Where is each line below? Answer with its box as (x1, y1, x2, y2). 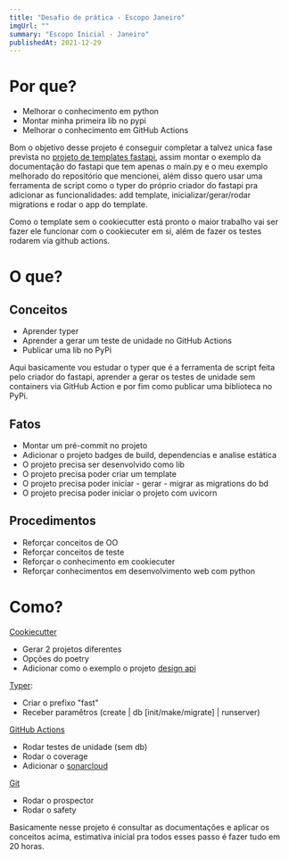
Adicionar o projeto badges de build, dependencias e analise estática (21, 450, 277, 460)
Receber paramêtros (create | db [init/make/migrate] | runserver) (21, 706, 260, 717)
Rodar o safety (21, 805, 77, 815)
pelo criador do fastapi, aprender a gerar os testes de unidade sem (9, 371, 256, 382)
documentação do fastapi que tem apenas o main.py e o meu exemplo (9, 162, 268, 172)
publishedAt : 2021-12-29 (9, 38, 102, 47)
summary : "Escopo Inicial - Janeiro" (9, 29, 150, 38)
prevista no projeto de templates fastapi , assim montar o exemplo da (9, 152, 261, 163)
